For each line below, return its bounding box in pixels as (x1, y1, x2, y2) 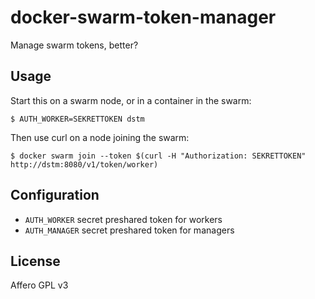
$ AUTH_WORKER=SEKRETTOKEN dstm (10, 114, 145, 124)
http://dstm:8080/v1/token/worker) (10, 159, 159, 170)
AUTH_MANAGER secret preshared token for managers (24, 224, 235, 236)
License (10, 252, 61, 270)
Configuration (10, 187, 100, 204)
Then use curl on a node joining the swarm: (10, 131, 190, 143)
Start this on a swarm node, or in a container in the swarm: (10, 94, 252, 106)
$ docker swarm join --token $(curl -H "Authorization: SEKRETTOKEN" (10, 151, 307, 161)
